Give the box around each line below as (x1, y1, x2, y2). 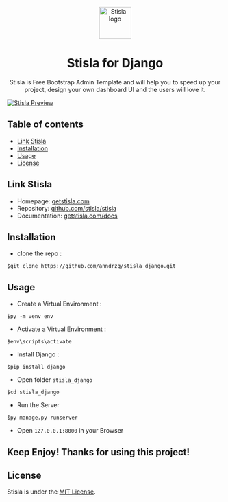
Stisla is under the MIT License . (7, 488, 96, 496)
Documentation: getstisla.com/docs (16, 212, 118, 220)
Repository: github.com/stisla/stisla (16, 204, 117, 212)
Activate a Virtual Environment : (16, 325, 106, 333)
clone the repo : (16, 249, 62, 258)
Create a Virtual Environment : (16, 299, 102, 308)
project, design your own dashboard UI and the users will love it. (24, 85, 206, 93)
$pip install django (7, 364, 66, 371)
